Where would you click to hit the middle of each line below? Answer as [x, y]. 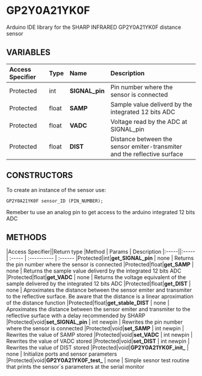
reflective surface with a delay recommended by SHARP [76, 316]
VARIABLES [29, 53]
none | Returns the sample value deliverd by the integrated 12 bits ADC [94, 271]
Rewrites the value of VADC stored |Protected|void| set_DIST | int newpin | [98, 341]
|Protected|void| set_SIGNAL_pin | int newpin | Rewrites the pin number [95, 322]
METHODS [26, 237]
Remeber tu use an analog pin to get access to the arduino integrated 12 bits [101, 212]
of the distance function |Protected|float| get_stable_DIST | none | [88, 303]
